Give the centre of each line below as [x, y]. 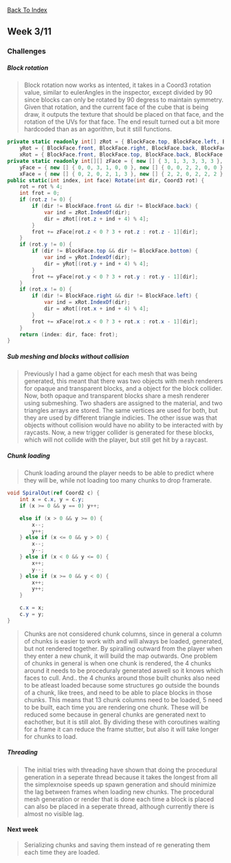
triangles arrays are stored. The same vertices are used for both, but [121, 411]
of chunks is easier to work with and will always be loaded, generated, [123, 641]
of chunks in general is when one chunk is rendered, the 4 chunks [118, 663]
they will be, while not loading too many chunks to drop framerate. [118, 481]
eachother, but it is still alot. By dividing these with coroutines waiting [122, 721]
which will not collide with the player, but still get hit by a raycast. [116, 440]
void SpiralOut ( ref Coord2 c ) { [53, 493]
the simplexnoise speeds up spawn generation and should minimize [120, 784]
